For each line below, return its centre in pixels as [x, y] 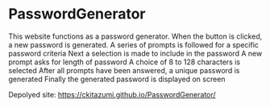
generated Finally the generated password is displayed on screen [117, 79]
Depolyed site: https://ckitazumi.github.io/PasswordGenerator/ [112, 94]
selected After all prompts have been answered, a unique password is [124, 70]
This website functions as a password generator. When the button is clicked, [135, 36]
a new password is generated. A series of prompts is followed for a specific [134, 44]
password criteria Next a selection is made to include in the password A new [135, 53]
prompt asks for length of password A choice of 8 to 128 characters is [124, 62]
